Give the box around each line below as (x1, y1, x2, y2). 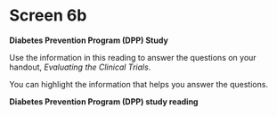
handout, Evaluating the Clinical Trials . (9, 62, 151, 72)
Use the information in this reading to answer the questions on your (9, 52, 257, 62)
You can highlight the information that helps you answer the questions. (9, 79, 269, 89)
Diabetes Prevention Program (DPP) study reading (9, 95, 199, 107)
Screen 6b (9, 5, 87, 26)
